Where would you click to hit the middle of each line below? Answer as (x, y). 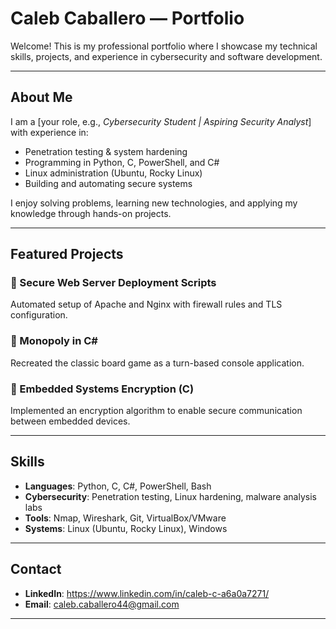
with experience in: (49, 132)
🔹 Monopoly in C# (54, 341)
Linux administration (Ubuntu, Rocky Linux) (113, 173)
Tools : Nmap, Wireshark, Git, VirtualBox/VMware (125, 518)
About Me (41, 97)
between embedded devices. (70, 421)
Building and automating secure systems (108, 183)
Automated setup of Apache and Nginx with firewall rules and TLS (146, 304)
